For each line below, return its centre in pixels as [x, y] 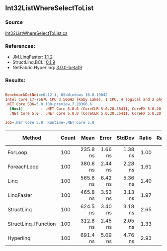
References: [20, 46]
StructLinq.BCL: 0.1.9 [34, 62]
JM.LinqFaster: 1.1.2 [33, 57]
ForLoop [17, 152]
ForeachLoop [23, 167]
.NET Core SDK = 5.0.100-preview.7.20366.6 [49, 104]
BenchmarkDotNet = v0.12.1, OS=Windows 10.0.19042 [56, 95]
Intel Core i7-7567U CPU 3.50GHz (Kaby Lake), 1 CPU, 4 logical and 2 [80, 100]
